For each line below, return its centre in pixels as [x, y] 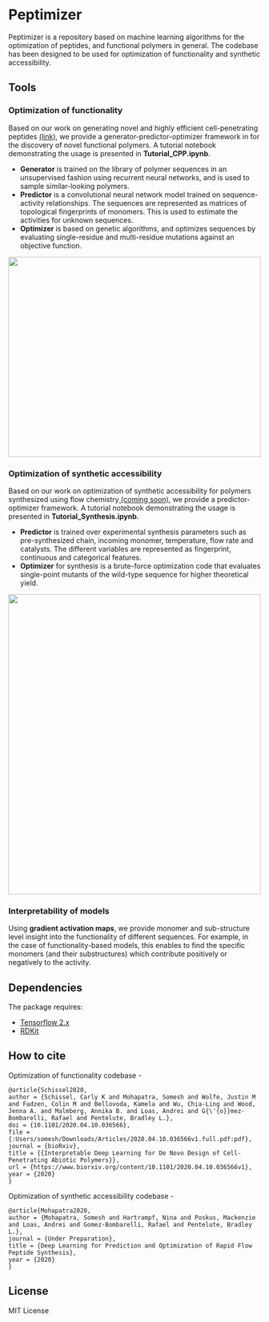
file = [19, 1132]
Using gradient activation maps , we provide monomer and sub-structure [129, 928]
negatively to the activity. [50, 962]
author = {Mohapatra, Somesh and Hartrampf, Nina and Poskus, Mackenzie [132, 1218]
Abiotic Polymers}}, [85, 1160]
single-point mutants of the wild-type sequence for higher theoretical [134, 574]
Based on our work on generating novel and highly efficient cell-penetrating [133, 128]
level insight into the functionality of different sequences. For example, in [128, 937]
